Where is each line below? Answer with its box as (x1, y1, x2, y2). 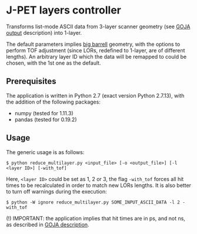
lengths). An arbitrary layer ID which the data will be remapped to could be (6, 53, 187, 60)
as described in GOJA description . (6, 221, 89, 228)
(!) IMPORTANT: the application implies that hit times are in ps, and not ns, (6, 215, 185, 222)
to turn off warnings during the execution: (6, 188, 107, 195)
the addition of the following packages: (6, 98, 101, 105)
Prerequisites (6, 76, 56, 86)
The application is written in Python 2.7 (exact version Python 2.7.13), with (6, 92, 185, 99)
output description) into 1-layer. (6, 29, 82, 36)
